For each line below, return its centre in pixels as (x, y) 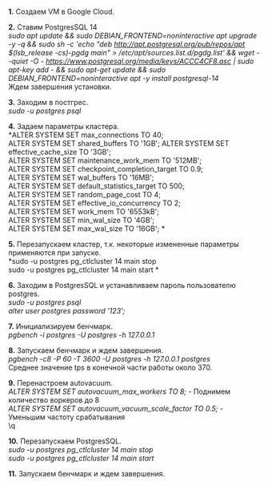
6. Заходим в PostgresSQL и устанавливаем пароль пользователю (122, 285)
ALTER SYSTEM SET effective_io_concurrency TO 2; (95, 203)
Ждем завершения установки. (60, 87)
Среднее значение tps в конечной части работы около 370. (110, 367)
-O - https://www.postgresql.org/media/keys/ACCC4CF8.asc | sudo (142, 61)
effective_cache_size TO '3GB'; (60, 152)
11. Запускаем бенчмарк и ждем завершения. (87, 474)
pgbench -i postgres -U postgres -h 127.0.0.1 (82, 335)
